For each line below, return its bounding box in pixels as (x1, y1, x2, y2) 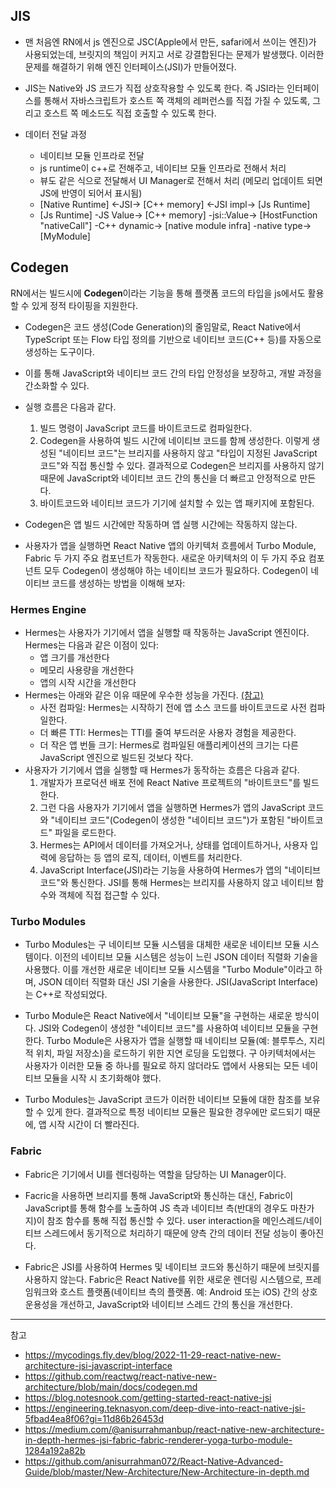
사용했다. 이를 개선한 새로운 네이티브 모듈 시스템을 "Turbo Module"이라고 (24, 964, 313, 976)
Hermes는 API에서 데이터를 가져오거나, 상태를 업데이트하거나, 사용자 (39, 839, 308, 851)
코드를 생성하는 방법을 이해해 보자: (51, 577, 186, 589)
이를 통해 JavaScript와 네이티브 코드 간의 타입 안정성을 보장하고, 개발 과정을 (24, 367, 323, 379)
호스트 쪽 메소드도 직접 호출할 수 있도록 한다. (43, 107, 217, 119)
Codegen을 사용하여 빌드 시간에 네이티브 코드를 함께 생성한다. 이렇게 (39, 434, 310, 446)
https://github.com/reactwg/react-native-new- (24, 1370, 217, 1382)
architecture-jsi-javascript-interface (24, 1359, 173, 1371)
